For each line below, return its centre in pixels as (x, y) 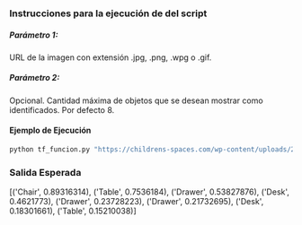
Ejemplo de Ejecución (50, 130)
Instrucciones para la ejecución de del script (108, 13)
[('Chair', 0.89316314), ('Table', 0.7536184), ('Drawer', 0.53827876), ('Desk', (150, 192)
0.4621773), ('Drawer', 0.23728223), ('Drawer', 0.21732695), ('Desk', (137, 202)
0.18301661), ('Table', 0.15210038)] (73, 211)
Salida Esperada (45, 172)
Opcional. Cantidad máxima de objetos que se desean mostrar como (136, 100)
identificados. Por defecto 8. (62, 109)
